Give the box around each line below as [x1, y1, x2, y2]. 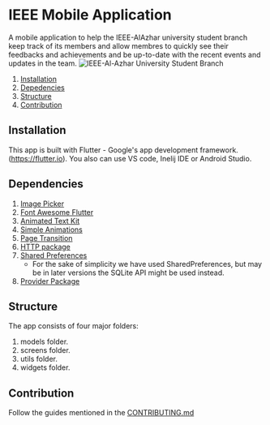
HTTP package [19, 242, 71, 251]
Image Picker [19, 199, 65, 208]
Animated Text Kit [19, 216, 80, 225]
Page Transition [19, 233, 73, 243]
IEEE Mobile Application [8, 6, 172, 24]
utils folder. [19, 354, 58, 364]
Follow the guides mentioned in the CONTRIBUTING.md [8, 408, 195, 418]
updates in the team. [8, 58, 77, 68]
